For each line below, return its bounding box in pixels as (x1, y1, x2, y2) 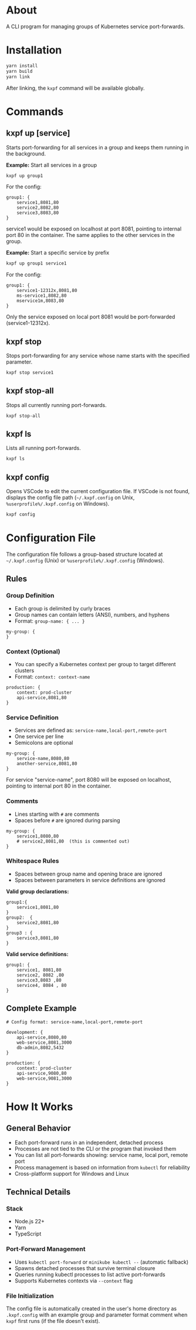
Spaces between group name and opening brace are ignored (14, 870, 163, 877)
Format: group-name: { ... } (14, 617, 85, 625)
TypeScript (14, 1230, 42, 1237)
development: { (6, 1029, 43, 1035)
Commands (6, 105, 64, 118)
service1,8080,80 (16, 833, 59, 839)
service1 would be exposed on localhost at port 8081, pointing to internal (6, 225, 182, 232)
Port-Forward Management (6, 1245, 86, 1253)
